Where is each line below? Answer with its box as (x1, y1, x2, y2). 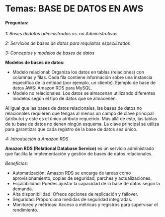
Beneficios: (5, 160, 28, 166)
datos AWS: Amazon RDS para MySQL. (12, 85, 92, 91)
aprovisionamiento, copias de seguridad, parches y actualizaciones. (12, 175, 152, 181)
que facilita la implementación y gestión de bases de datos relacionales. (5, 151, 153, 157)
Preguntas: (5, 19, 29, 25)
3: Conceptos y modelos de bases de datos (5, 50, 95, 56)
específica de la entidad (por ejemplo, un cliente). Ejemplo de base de (12, 80, 156, 86)
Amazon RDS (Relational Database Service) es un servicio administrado (5, 145, 154, 151)
